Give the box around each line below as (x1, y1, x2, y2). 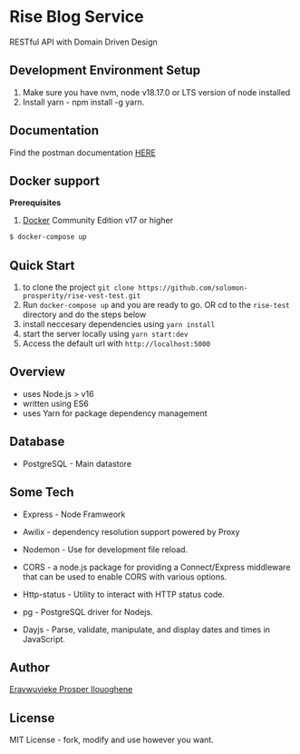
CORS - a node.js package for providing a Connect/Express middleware (22, 561, 291, 572)
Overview (9, 364, 66, 380)
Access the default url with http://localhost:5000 (22, 338, 211, 349)
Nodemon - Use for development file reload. (22, 543, 189, 555)
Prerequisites (9, 197, 62, 208)
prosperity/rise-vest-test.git (22, 292, 141, 301)
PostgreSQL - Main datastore (22, 458, 132, 469)
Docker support (9, 173, 100, 188)
